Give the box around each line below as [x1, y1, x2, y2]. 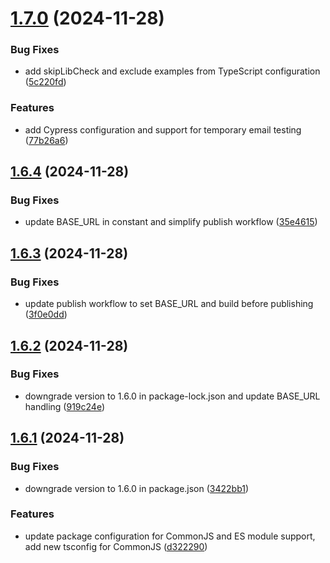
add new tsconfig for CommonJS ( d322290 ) [24, 540, 208, 552]
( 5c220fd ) [24, 76, 67, 88]
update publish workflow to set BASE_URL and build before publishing [24, 298, 314, 310]
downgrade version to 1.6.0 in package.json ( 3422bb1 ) [24, 482, 250, 494]
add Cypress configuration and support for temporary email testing [24, 123, 302, 136]
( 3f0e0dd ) [24, 308, 68, 321]
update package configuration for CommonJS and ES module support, [24, 530, 316, 542]
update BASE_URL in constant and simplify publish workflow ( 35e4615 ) [24, 216, 318, 228]
